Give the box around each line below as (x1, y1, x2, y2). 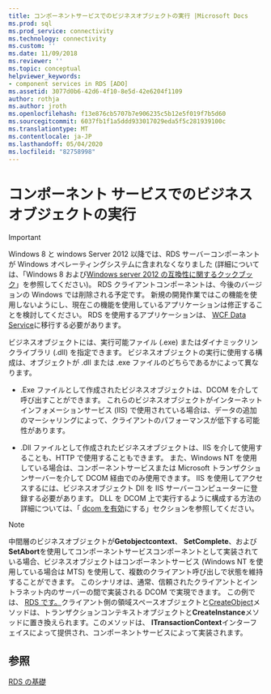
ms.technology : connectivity (8, 34, 107, 43)
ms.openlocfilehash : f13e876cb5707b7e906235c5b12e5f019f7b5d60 (8, 110, 227, 118)
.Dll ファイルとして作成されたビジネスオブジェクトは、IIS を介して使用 (19, 443, 256, 452)
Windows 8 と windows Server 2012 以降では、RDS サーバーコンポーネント (8, 249, 260, 259)
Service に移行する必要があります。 (8, 320, 125, 330)
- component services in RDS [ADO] (8, 79, 129, 88)
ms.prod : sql (8, 19, 53, 28)
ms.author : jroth (8, 102, 67, 110)
